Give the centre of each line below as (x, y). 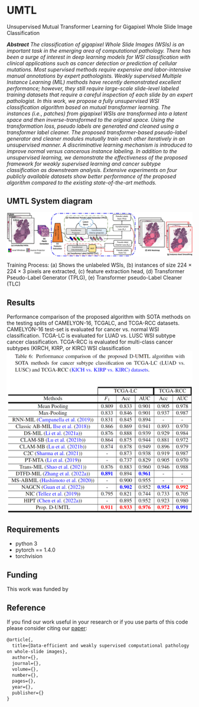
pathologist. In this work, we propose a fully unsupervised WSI (83, 100)
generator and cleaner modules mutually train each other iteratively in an (96, 138)
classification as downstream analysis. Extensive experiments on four (92, 170)
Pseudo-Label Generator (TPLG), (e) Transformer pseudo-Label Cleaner (94, 278)
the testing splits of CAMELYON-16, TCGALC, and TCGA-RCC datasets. (93, 323)
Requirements (33, 529)
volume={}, (25, 669)
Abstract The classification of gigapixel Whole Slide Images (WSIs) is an (96, 44)
